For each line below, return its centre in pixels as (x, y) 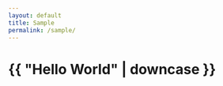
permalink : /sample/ (42, 30)
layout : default (35, 15)
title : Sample (32, 23)
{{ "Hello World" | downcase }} (112, 69)
